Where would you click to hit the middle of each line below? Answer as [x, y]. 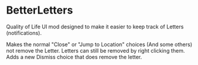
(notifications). [24, 32]
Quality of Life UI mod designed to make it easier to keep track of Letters [95, 27]
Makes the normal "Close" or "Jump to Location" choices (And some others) [99, 44]
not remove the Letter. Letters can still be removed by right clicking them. [95, 50]
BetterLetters [39, 10]
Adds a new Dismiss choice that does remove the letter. [74, 57]
